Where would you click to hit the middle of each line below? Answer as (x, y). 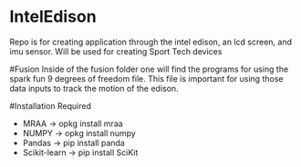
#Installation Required (50, 105)
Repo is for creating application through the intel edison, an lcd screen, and (151, 42)
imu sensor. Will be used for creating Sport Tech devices (116, 51)
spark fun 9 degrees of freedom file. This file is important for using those (146, 78)
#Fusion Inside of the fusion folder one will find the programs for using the (149, 69)
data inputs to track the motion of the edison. (94, 88)
